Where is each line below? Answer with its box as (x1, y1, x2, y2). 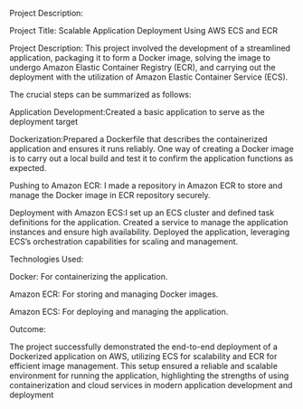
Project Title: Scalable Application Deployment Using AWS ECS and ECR (9, 25, 279, 35)
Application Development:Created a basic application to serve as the (9, 107, 265, 117)
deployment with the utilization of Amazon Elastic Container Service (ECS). (9, 71, 289, 82)
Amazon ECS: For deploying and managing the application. (9, 307, 229, 317)
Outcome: (9, 324, 47, 334)
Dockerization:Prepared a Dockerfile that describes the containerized (9, 134, 269, 144)
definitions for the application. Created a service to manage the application (9, 217, 289, 227)
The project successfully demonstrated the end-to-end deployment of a (9, 341, 278, 352)
